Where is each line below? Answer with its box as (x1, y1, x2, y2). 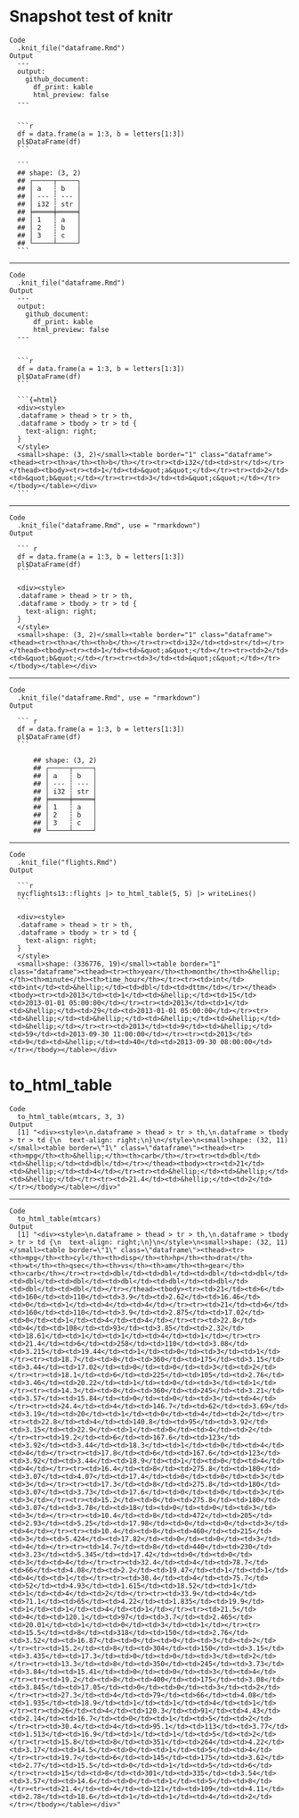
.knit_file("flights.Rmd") (17, 858, 117, 867)
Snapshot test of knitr (9, 6, 174, 27)
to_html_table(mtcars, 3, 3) (17, 1112, 125, 1121)
